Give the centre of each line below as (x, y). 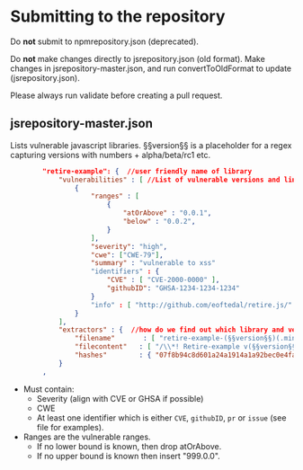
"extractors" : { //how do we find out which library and (171, 330)
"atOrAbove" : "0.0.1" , (167, 213)
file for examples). (70, 427)
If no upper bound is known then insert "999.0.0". (129, 456)
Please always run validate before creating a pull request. (116, 95)
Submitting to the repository (118, 17)
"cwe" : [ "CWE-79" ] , (127, 255)
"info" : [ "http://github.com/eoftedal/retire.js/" (192, 305)
